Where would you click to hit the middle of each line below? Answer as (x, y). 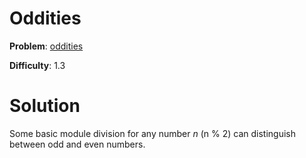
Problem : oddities (46, 46)
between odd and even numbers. (77, 144)
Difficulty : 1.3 (37, 65)
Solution (45, 106)
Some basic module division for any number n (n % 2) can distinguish (153, 133)
